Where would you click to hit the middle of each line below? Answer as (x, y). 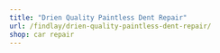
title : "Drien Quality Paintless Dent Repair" (98, 18)
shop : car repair (42, 34)
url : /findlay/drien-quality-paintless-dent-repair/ (110, 26)
